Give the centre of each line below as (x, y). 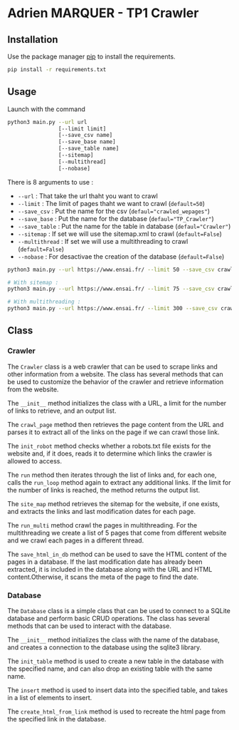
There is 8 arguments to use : (51, 182)
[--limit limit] (82, 129)
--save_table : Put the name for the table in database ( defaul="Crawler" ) (124, 226)
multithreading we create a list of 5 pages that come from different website (117, 533)
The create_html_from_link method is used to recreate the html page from (117, 711)
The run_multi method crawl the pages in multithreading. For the (102, 525)
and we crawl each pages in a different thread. (76, 540)
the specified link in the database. (57, 719)
